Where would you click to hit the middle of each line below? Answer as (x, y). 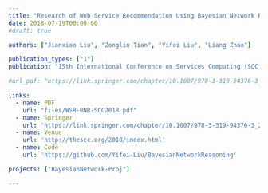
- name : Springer (44, 118)
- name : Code (37, 148)
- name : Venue (39, 132)
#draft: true (30, 30)
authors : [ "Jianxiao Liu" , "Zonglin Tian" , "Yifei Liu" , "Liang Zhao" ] (130, 45)
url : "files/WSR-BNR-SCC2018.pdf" (80, 110)
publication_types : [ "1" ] (51, 59)
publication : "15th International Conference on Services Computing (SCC (134, 67)
